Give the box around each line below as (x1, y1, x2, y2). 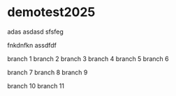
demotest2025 (7, 4, 96, 20)
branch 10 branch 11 (7, 81, 65, 90)
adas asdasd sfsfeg (7, 27, 64, 36)
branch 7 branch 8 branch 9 (7, 68, 88, 76)
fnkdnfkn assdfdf (7, 41, 57, 49)
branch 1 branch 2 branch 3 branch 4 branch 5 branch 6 (7, 54, 169, 63)
